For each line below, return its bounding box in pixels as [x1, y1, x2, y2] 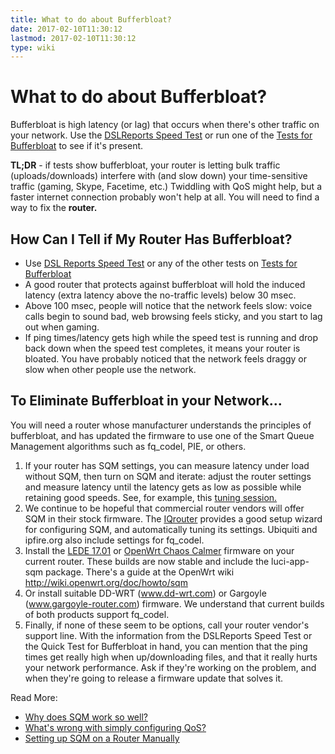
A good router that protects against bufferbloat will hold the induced [24, 279, 306, 290]
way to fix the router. [10, 202, 98, 214]
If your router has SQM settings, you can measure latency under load [24, 459, 310, 471]
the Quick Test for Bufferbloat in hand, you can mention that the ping [24, 640, 308, 652]
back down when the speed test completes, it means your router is [24, 342, 301, 354]
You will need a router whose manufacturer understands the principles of [10, 419, 312, 431]
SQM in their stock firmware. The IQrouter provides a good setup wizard [24, 512, 323, 525]
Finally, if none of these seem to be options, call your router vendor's [24, 619, 310, 631]
